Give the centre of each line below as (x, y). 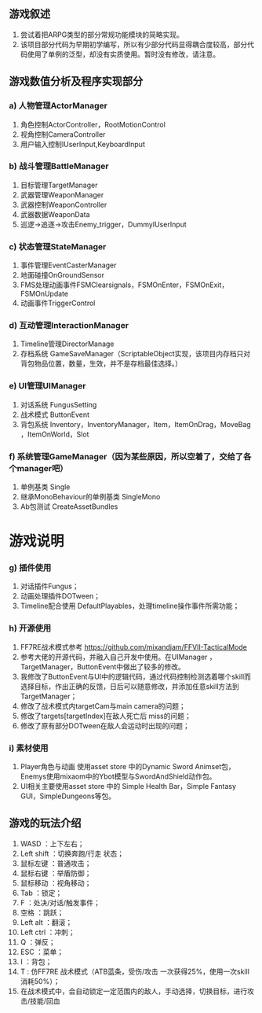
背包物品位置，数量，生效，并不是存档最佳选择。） (101, 363)
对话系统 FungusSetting (58, 404)
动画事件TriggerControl (58, 303)
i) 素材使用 (29, 748)
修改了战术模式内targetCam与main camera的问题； (103, 705)
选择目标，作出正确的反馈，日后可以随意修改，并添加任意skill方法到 (130, 686)
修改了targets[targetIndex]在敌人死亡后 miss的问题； (106, 716)
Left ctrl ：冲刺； (47, 932)
